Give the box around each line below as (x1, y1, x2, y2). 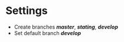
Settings (5, 4, 48, 17)
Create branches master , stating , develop (14, 23, 119, 30)
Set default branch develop (14, 29, 81, 36)
